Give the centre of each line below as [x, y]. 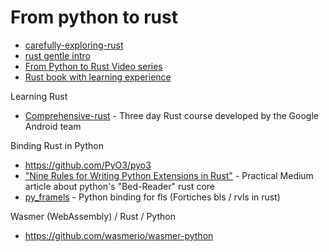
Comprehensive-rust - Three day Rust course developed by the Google [171, 115]
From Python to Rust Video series [93, 66]
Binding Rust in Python [57, 145]
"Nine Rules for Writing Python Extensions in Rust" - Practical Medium [169, 175]
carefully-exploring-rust [74, 45]
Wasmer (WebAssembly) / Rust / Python [93, 216]
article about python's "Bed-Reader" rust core [119, 186]
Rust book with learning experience [98, 77]
